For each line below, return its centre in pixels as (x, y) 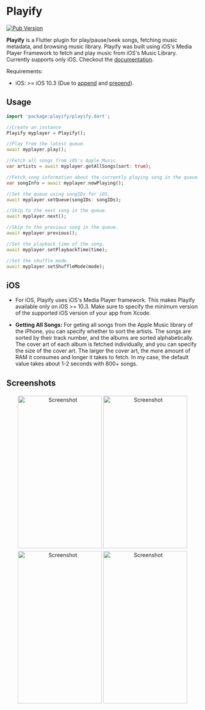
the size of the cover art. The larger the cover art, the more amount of (103, 351)
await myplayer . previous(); (42, 233)
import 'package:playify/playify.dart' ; (59, 116)
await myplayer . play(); (37, 150)
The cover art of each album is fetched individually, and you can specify (106, 344)
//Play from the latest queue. (46, 144)
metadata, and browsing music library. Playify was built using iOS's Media (99, 46)
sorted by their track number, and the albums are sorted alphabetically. (104, 338)
